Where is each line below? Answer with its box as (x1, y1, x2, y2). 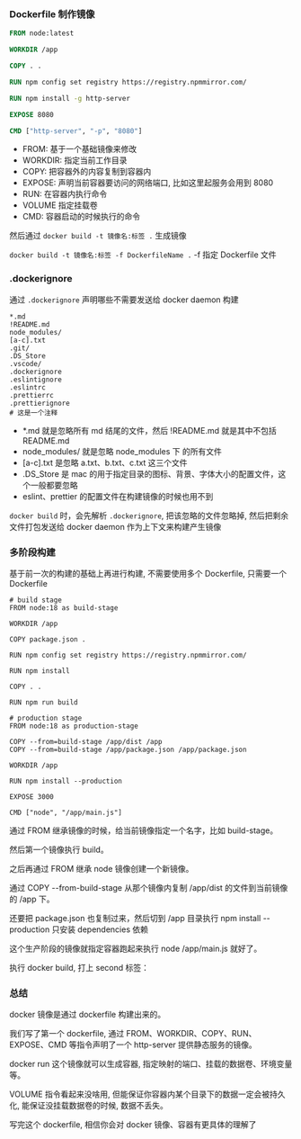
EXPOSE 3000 (9, 793, 54, 802)
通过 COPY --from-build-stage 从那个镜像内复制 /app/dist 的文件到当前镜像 (9, 883, 288, 893)
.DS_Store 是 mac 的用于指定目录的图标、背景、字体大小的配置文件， (22, 468, 279, 479)
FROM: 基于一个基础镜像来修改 (22, 144, 137, 155)
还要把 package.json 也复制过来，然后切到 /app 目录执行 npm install (9, 913, 261, 924)
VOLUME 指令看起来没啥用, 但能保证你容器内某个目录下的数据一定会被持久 (9, 1089, 286, 1099)
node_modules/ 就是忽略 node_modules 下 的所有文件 (22, 445, 223, 456)
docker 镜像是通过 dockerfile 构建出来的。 (9, 1009, 166, 1020)
